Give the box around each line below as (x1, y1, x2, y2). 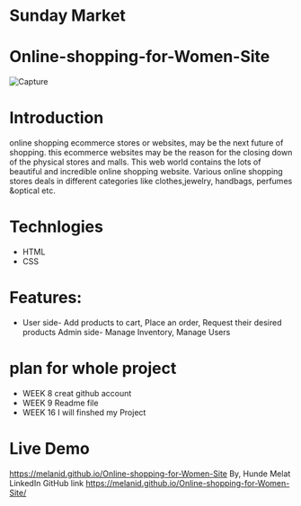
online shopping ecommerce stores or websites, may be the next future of (9, 138, 284, 148)
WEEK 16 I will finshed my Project (22, 406, 146, 418)
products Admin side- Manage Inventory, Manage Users (22, 326, 231, 337)
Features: (9, 288, 83, 308)
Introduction (9, 108, 104, 129)
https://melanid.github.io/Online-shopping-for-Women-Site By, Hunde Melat (9, 468, 291, 479)
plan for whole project (9, 359, 177, 378)
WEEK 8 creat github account (22, 387, 132, 398)
